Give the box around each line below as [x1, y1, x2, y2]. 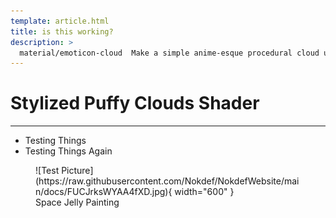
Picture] [61, 165, 94, 177]
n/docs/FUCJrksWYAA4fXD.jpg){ [35, 186, 173, 198]
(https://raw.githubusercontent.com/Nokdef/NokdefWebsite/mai [35, 175, 300, 187]
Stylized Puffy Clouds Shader [10, 92, 260, 115]
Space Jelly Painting [35, 196, 120, 209]
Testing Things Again [24, 145, 113, 157]
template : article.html [10, 16, 110, 26]
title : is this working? [10, 26, 114, 37]
